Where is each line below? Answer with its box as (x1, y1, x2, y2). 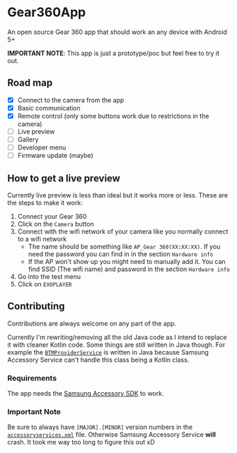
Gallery (17, 135, 39, 144)
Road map (7, 77, 53, 89)
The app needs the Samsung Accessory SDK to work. (7, 389, 164, 398)
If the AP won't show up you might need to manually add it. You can (28, 258, 226, 265)
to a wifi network (17, 235, 67, 243)
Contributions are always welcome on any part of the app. (7, 319, 177, 328)
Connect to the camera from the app (17, 96, 125, 104)
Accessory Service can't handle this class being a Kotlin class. (7, 355, 190, 364)
